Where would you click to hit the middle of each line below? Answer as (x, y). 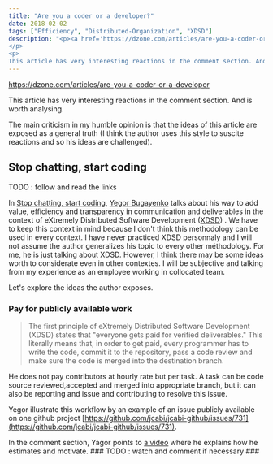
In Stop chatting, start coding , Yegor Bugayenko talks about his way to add (133, 202)
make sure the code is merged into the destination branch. (126, 360)
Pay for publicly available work (70, 308)
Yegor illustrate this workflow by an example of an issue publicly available (132, 409)
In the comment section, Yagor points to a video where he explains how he (133, 442)
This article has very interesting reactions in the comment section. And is (130, 100)
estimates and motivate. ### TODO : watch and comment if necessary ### (134, 451)
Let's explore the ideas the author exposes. (81, 287)
